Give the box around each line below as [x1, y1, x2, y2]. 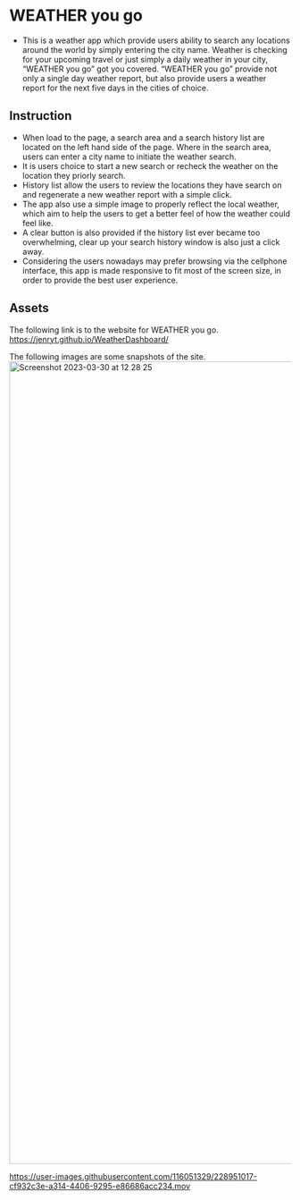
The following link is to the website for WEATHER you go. [9, 324, 219, 335]
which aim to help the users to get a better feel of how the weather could [21, 207, 290, 219]
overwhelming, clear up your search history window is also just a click [21, 236, 280, 247]
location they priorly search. [21, 170, 127, 181]
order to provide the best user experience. [21, 275, 179, 285]
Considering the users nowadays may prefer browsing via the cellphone [21, 256, 287, 266]
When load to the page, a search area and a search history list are [21, 131, 265, 143]
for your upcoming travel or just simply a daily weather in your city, [21, 54, 269, 64]
